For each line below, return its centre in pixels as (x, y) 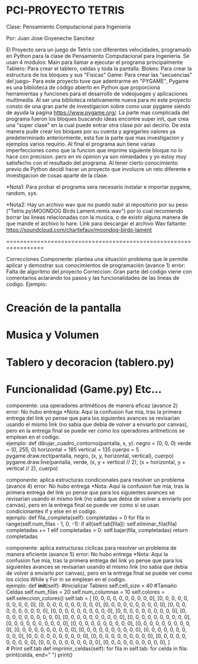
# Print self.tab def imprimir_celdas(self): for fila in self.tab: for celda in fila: (97, 649)
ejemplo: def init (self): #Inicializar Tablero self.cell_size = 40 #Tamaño (92, 586)
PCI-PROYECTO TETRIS (65, 10)
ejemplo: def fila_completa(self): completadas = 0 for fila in (78, 518)
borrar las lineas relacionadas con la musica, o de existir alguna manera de (97, 217)
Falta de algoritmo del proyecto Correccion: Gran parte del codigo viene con (99, 271)
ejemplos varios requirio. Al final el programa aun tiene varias (81, 144)
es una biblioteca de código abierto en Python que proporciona (83, 87)
